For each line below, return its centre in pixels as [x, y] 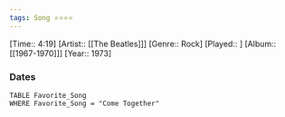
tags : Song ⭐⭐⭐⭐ [42, 18]
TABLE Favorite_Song [48, 95]
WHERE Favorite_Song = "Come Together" [85, 103]
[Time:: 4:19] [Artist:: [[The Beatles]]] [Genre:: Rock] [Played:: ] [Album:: [143, 44]
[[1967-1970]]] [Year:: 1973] [61, 53]
